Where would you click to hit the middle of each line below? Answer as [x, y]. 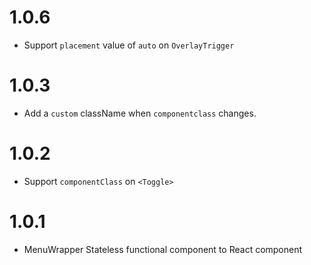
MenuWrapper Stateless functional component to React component [163, 249]
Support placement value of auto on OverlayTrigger [129, 45]
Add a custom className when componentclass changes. [140, 113]
